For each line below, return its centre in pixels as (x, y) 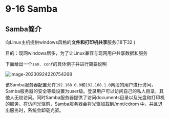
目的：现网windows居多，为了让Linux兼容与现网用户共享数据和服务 (77, 53)
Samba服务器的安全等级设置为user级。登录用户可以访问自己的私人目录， (82, 91)
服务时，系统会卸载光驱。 (37, 110)
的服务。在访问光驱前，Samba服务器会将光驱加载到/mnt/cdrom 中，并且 (82, 104)
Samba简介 (24, 29)
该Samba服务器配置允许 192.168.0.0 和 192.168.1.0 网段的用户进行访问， (81, 85)
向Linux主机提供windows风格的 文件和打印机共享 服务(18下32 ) (70, 42)
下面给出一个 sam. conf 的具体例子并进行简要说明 (56, 64)
